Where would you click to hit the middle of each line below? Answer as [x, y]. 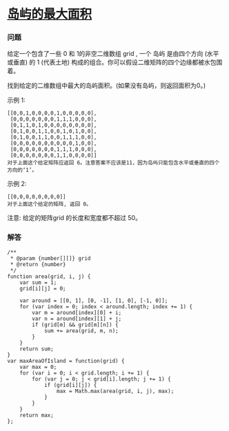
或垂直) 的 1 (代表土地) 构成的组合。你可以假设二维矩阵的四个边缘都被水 [109, 62]
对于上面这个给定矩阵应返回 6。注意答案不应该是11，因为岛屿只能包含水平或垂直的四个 [113, 163]
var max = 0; [38, 367]
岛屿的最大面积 [50, 14]
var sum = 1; [38, 282]
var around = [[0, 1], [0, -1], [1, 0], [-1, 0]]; [94, 301]
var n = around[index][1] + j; [77, 319]
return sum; [37, 349]
